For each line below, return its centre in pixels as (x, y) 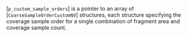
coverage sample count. (36, 27)
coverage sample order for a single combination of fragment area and (93, 21)
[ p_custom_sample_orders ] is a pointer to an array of (70, 9)
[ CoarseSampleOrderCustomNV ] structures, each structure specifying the (94, 15)
